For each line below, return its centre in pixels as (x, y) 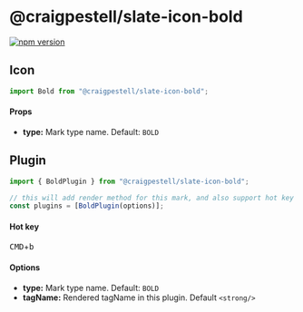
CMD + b (22, 247)
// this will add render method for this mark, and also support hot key (152, 198)
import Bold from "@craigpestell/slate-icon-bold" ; (109, 91)
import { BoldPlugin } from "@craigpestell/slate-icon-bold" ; (129, 181)
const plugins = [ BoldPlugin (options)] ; (87, 206)
